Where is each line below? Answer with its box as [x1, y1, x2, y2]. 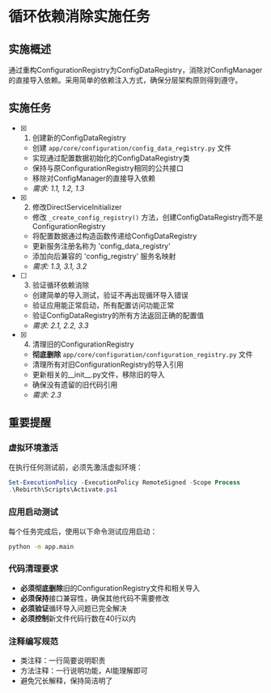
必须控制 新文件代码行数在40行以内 [19, 613, 136, 623]
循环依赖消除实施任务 [8, 7, 151, 26]
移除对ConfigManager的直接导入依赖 [32, 173, 156, 183]
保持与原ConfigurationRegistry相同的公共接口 [32, 163, 184, 172]
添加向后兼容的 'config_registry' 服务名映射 [32, 251, 176, 261]
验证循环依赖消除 [32, 280, 90, 290]
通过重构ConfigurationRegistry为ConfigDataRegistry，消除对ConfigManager [8, 66, 263, 74]
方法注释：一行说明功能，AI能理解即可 [19, 665, 148, 676]
